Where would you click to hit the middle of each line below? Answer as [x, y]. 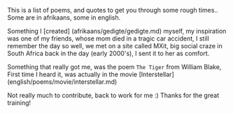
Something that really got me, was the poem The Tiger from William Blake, [114, 67]
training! [19, 103]
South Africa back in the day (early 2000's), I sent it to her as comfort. [108, 53]
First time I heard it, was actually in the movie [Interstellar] [91, 74]
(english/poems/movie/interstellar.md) [62, 82]
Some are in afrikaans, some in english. [64, 17]
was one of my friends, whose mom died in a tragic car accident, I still [108, 38]
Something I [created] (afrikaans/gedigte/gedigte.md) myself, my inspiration [117, 31]
